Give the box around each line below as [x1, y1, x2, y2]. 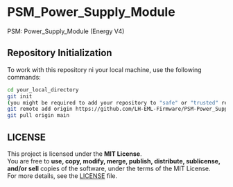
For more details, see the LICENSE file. [7, 171, 118, 180]
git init [7, 93, 33, 100]
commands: [7, 73, 42, 81]
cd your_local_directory [7, 86, 79, 93]
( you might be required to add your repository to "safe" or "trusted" [7, 99, 218, 106]
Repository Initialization [7, 47, 112, 59]
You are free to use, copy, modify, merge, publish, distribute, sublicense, [7, 157, 221, 165]
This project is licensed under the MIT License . [7, 150, 142, 158]
